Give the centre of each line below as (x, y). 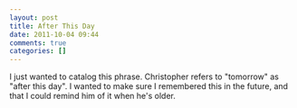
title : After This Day (52, 26)
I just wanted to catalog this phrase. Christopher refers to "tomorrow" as (144, 76)
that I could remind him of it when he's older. (93, 96)
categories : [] (38, 51)
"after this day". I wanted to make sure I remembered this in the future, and (148, 86)
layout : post (34, 18)
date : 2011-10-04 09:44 (54, 34)
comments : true (38, 43)
